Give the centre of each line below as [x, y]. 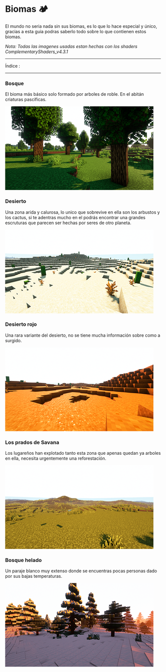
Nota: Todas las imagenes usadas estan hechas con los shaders [71, 46]
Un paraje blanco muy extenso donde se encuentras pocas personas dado [81, 571]
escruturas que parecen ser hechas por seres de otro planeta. [68, 223]
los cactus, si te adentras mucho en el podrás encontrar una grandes [75, 217]
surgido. [14, 340]
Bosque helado [23, 560]
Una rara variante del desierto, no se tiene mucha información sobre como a [83, 335]
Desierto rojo [21, 324]
